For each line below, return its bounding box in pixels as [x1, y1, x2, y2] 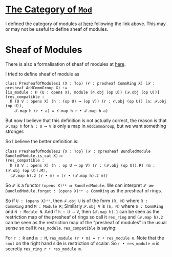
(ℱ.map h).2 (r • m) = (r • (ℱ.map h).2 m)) [10, 173, 109, 178]
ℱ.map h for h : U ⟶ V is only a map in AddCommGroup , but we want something [5, 123, 166, 129]
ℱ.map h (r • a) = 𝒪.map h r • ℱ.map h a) [14, 108, 109, 113]
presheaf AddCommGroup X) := [5, 85, 68, 90]
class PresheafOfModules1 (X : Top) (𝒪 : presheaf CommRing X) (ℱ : [5, 81, 155, 86]
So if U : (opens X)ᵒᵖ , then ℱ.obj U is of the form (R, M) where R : [5, 197, 148, 204]
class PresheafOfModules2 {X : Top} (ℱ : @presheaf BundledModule [5, 149, 151, 154]
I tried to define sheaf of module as [5, 71, 79, 77]
